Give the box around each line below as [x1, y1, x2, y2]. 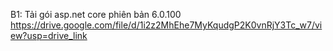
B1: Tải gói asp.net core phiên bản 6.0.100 [10, 9, 182, 20]
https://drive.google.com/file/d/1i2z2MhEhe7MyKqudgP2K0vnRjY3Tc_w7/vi [10, 19, 323, 31]
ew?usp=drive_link [10, 30, 88, 41]
